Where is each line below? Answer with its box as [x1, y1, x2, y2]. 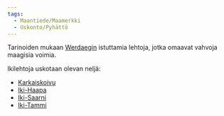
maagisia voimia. [7, 51, 57, 59]
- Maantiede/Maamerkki [14, 17, 81, 24]
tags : [7, 10, 23, 18]
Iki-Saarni [17, 93, 46, 102]
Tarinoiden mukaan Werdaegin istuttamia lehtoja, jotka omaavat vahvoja [7, 43, 218, 52]
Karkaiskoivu [17, 78, 56, 87]
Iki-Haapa [17, 86, 47, 95]
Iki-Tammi [17, 101, 47, 110]
